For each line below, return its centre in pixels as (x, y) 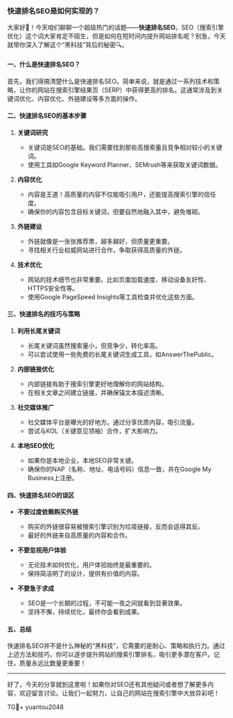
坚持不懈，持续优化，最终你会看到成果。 (85, 612)
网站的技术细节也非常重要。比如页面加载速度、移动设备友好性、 (119, 279)
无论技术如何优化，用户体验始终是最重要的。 (92, 565)
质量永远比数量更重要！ (53, 663)
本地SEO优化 (36, 445)
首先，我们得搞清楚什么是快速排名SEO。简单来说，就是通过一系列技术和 (111, 81)
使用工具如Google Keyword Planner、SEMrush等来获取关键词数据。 (124, 164)
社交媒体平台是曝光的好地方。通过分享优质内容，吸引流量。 (113, 422)
